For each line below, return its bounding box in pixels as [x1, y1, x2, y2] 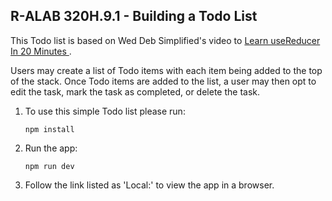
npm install [24, 124, 75, 134]
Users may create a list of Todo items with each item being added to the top [10, 64, 323, 76]
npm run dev [24, 161, 75, 171]
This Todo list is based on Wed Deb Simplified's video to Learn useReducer [10, 34, 321, 46]
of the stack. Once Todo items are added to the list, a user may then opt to [10, 75, 317, 87]
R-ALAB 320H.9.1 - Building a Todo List [10, 8, 258, 25]
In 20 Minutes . [10, 45, 72, 57]
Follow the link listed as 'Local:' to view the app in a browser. [24, 179, 275, 191]
